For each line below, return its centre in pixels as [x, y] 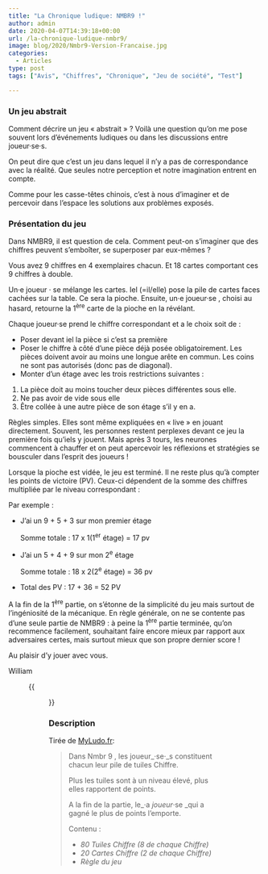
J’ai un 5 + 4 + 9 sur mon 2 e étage [77, 554]
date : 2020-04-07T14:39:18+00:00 [64, 31]
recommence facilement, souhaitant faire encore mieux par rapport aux [127, 631]
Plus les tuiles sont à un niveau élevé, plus [138, 780]
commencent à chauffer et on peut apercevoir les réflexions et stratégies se [134, 448]
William [21, 671]
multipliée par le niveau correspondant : [74, 489]
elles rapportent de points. [112, 789]
